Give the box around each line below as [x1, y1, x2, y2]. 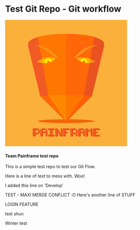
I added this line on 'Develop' [5, 183, 64, 189]
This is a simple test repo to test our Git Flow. [5, 164, 96, 170]
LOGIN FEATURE [5, 201, 39, 208]
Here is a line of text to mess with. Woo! [5, 173, 85, 179]
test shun [5, 211, 24, 217]
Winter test [5, 220, 27, 226]
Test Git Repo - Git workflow [5, 3, 121, 15]
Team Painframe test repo [5, 153, 59, 159]
